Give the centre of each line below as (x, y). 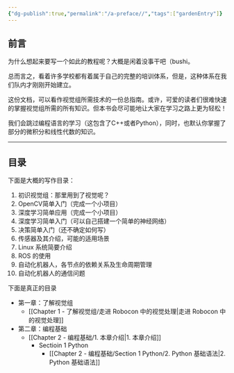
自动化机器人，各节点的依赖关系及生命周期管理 (85, 265)
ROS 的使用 (34, 256)
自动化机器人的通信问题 (51, 273)
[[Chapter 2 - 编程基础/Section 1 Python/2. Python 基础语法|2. (137, 354)
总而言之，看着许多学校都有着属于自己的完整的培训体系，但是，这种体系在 (114, 76)
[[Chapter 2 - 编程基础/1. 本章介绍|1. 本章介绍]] (95, 338)
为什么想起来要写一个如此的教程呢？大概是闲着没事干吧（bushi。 (101, 61)
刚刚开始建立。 (53, 85)
